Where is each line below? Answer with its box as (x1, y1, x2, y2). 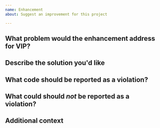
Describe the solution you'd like (5, 59, 105, 67)
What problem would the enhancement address (5, 34, 156, 42)
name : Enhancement (5, 7, 43, 12)
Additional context (5, 117, 63, 125)
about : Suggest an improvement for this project (5, 12, 107, 17)
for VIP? (5, 42, 31, 50)
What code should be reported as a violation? (5, 75, 149, 84)
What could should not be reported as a (5, 92, 130, 101)
